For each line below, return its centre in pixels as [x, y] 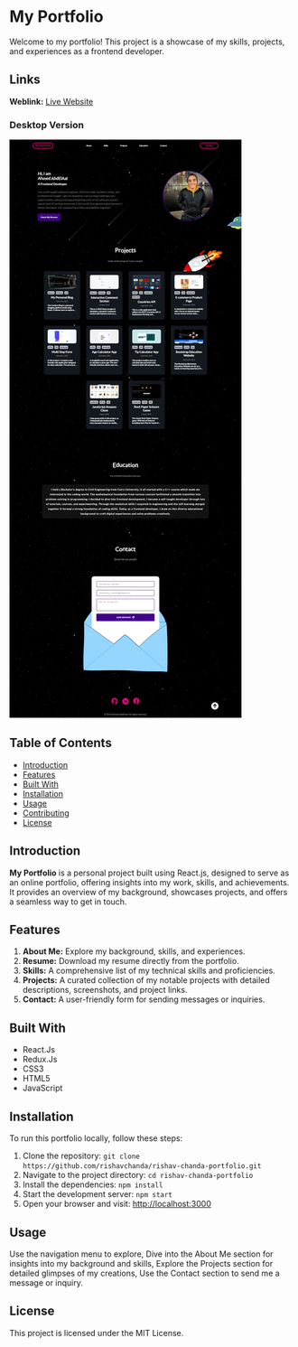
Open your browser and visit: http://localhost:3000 [117, 1204]
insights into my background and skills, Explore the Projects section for [141, 1263]
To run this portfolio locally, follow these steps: [96, 1138]
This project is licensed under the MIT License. [97, 1333]
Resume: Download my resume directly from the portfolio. [130, 961]
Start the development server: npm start [98, 1194]
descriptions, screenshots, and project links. [105, 990]
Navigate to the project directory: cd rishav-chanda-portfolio [138, 1175]
